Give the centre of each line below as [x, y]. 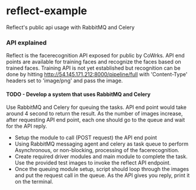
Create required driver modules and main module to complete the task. [101, 157]
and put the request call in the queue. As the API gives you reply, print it [102, 175]
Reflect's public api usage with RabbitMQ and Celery [70, 27]
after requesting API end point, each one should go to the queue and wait [96, 120]
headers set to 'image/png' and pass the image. [65, 80]
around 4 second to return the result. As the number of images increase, [94, 114]
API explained [27, 43]
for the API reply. [27, 126]
